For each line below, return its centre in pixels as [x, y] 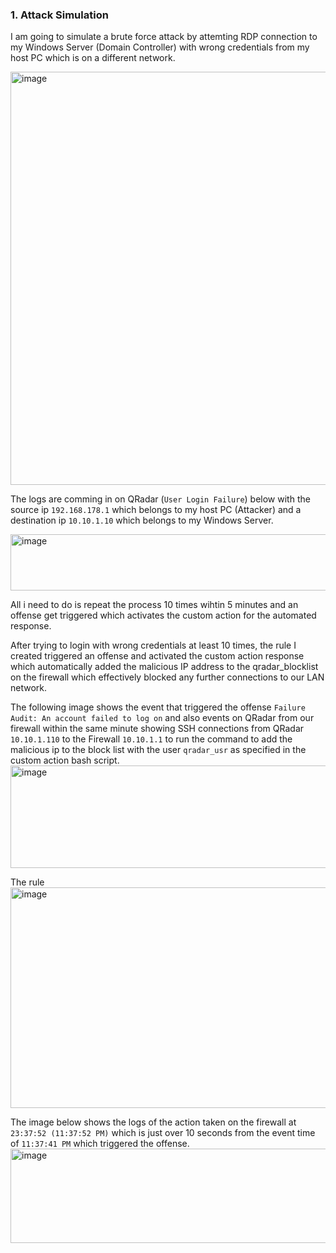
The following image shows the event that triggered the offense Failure [158, 707]
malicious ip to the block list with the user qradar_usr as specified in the [158, 750]
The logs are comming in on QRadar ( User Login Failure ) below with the [160, 499]
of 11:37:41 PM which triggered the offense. [100, 1144]
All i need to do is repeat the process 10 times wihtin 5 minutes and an [154, 605]
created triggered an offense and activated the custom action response [157, 656]
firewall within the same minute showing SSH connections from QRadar [157, 729]
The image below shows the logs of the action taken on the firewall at [153, 1122]
